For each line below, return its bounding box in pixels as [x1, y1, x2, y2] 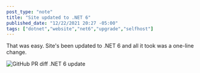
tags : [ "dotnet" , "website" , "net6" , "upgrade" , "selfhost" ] [6, 25, 154, 32]
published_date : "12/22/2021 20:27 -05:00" [6, 20, 119, 26]
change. [6, 49, 27, 56]
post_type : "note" [6, 8, 53, 15]
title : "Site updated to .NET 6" [6, 14, 91, 21]
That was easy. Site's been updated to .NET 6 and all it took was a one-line [6, 42, 195, 49]
